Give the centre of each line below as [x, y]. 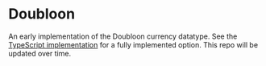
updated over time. [39, 53]
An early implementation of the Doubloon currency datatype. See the [123, 36]
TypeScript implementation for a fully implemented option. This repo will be [133, 44]
